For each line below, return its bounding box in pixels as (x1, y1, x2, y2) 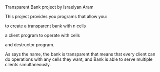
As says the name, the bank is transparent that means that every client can (5, 51, 156, 57)
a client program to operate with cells (5, 33, 80, 38)
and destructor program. (5, 42, 55, 48)
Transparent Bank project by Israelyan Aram (5, 4, 94, 10)
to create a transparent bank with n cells (5, 23, 86, 29)
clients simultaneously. (5, 62, 51, 67)
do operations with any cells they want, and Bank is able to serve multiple (5, 56, 153, 62)
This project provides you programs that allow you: (5, 14, 107, 19)
